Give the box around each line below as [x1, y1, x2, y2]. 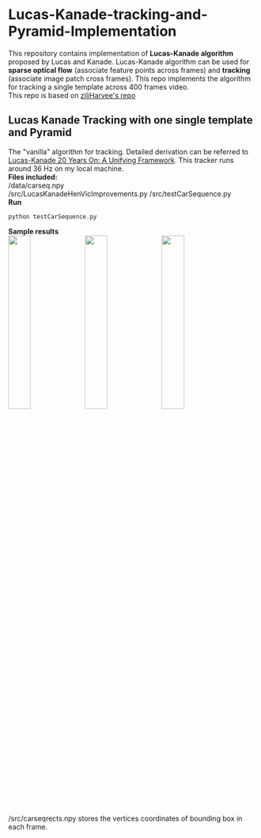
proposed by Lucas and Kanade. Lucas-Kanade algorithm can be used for [8, 57, 250, 66]
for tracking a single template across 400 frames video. [8, 82, 190, 92]
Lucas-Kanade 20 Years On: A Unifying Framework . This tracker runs [8, 155, 235, 165]
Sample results [8, 226, 59, 236]
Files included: [8, 172, 58, 181]
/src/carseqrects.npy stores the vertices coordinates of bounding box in [8, 813, 243, 823]
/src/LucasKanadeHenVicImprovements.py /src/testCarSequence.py [8, 188, 232, 199]
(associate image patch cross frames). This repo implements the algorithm [8, 74, 252, 83]
